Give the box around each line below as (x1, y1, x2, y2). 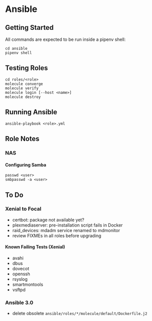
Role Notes (5, 135, 40, 143)
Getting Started (5, 23, 54, 32)
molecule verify (5, 85, 39, 90)
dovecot (12, 266, 30, 272)
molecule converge (5, 81, 43, 86)
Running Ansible (5, 108, 57, 116)
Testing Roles (5, 64, 48, 73)
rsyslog (12, 276, 28, 282)
